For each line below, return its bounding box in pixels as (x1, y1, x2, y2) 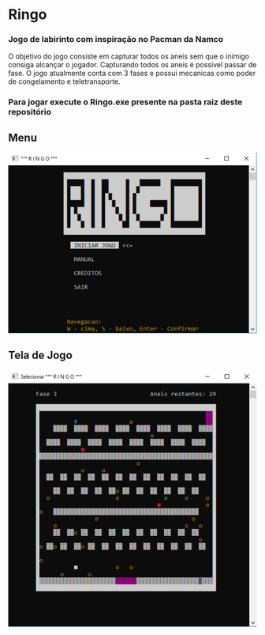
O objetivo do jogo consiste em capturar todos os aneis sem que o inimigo (8, 51, 250, 61)
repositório (8, 107, 52, 118)
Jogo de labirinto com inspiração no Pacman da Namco (8, 34, 223, 45)
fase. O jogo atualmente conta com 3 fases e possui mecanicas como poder (8, 69, 256, 78)
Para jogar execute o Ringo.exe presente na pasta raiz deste (8, 96, 243, 108)
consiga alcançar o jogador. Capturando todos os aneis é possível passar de (8, 60, 257, 70)
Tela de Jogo (8, 349, 73, 362)
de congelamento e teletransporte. (8, 77, 121, 86)
